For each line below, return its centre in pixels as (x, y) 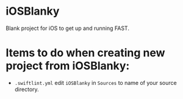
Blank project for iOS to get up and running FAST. (67, 28)
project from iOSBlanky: (68, 66)
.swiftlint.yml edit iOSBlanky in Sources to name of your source (96, 82)
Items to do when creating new (85, 53)
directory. (27, 89)
